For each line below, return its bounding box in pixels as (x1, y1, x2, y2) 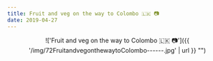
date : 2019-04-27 (7, 17, 58, 24)
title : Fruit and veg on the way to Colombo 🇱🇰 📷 (7, 10, 160, 17)
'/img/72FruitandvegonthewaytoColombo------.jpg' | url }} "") (29, 46, 206, 54)
